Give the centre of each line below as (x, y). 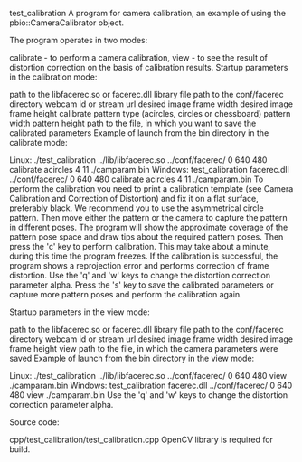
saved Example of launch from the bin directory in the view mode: (132, 358)
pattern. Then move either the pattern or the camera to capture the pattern (148, 217)
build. (20, 449)
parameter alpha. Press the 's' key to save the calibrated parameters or (142, 285)
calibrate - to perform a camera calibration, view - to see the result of (139, 57)
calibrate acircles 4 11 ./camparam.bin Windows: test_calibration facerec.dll (149, 170)
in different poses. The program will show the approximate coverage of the (149, 227)
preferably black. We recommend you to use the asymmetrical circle (137, 208)
